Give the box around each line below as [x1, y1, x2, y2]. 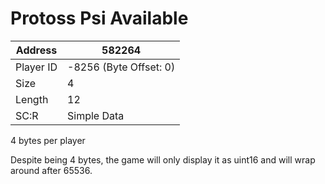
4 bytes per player [10, 134, 86, 146]
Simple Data [67, 108, 125, 122]
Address [15, 43, 58, 57]
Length [15, 92, 49, 106]
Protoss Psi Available [10, 7, 189, 30]
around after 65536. [10, 164, 93, 176]
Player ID [15, 60, 58, 74]
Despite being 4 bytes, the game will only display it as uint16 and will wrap [10, 153, 316, 166]
